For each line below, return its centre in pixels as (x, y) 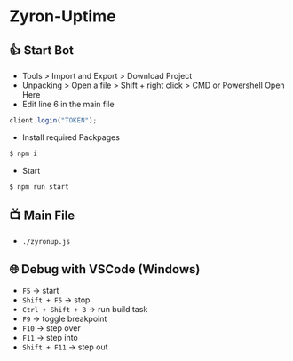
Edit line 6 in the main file (68, 104)
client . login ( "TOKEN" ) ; (53, 121)
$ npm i (24, 153)
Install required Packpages (71, 137)
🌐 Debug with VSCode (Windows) (105, 269)
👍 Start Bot (41, 50)
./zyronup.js (46, 242)
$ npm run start (39, 187)
